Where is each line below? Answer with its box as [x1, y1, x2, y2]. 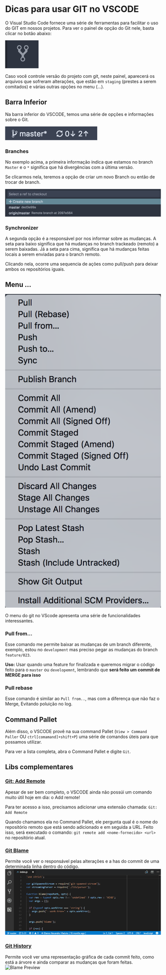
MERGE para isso [5, 672, 41, 678]
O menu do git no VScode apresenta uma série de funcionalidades [5, 612, 141, 618]
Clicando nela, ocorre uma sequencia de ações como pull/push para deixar [5, 261, 158, 267]
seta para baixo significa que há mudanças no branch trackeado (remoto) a [5, 240, 159, 246]
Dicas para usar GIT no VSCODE [5, 3, 139, 15]
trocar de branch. [5, 179, 41, 185]
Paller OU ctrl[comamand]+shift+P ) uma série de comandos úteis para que [5, 734, 159, 740]
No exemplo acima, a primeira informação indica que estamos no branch [5, 159, 153, 165]
